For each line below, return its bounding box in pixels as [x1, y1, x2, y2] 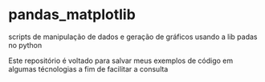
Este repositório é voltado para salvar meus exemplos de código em [8, 56, 234, 65]
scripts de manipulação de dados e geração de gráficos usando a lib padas [8, 32, 258, 41]
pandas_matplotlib [8, 6, 137, 24]
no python [8, 40, 43, 49]
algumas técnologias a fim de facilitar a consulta [8, 64, 169, 73]
